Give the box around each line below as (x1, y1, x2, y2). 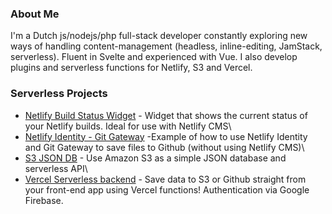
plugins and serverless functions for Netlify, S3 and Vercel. (10, 62, 253, 74)
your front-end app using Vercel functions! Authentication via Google (24, 183, 310, 196)
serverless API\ (24, 162, 88, 174)
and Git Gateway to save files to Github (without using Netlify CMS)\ (24, 141, 305, 153)
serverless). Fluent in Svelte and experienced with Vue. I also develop (10, 51, 298, 63)
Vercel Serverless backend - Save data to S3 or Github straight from (24, 173, 307, 185)
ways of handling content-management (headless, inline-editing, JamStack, (10, 40, 323, 52)
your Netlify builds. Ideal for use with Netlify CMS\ (24, 120, 232, 132)
